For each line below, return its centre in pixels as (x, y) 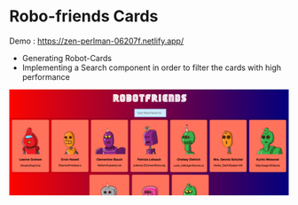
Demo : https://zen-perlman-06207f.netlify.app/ (97, 41)
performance (46, 76)
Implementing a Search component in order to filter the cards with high (152, 67)
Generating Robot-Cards (67, 58)
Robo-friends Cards (84, 16)
